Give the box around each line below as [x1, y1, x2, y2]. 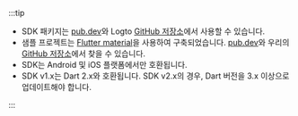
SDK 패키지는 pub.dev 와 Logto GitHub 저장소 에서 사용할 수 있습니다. [21, 26, 266, 37]
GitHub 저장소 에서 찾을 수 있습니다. [21, 48, 145, 59]
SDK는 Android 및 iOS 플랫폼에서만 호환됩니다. [21, 60, 188, 70]
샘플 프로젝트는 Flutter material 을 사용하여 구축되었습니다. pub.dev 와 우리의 [21, 37, 290, 47]
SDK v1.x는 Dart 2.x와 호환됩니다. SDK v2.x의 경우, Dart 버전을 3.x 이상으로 [21, 70, 290, 81]
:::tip [8, 8, 25, 18]
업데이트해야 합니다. [21, 82, 92, 92]
